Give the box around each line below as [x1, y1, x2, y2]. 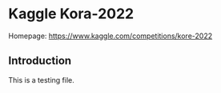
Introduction [8, 54, 72, 68]
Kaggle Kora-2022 [8, 5, 135, 23]
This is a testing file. [8, 75, 74, 84]
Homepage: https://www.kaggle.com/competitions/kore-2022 [8, 31, 213, 41]
